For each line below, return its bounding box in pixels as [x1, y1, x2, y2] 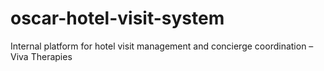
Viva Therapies [10, 50, 73, 62]
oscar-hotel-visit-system [10, 7, 225, 30]
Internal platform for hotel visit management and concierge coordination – [10, 40, 314, 52]
